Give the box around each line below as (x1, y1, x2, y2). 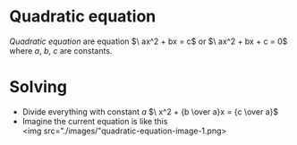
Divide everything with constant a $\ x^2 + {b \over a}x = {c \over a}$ (21, 106, 279, 117)
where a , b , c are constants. (9, 45, 113, 55)
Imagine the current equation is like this (21, 115, 168, 126)
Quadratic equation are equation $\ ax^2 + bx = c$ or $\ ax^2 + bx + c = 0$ (9, 36, 288, 47)
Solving (9, 77, 67, 98)
